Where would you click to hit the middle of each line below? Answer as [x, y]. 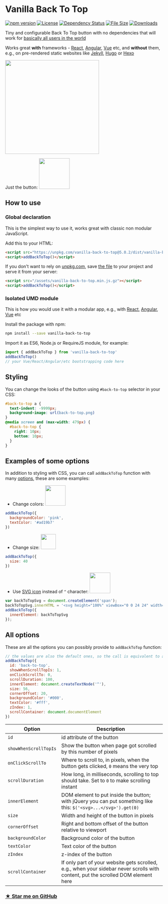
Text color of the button [89, 846]
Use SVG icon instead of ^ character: [50, 592]
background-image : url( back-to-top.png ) [52, 413]
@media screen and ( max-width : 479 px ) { [48, 422]
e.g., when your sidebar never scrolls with [110, 868]
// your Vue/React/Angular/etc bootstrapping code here [64, 362]
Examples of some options [47, 461]
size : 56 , [20, 689]
